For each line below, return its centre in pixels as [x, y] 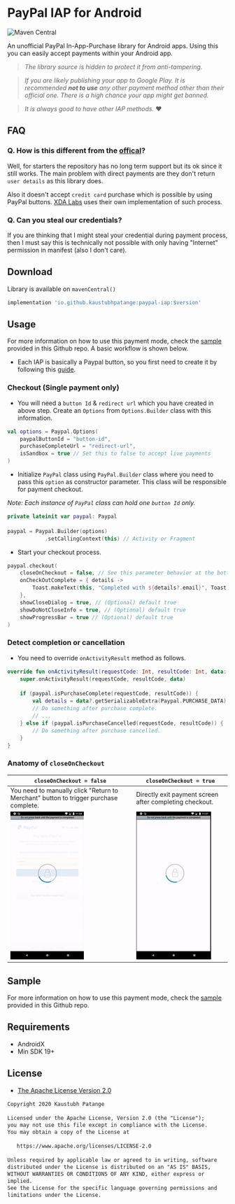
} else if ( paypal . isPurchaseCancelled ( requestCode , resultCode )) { [122, 723]
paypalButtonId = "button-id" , [65, 439]
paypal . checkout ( [33, 566]
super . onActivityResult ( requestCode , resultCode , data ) [103, 679]
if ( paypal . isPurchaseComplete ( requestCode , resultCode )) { [109, 694]
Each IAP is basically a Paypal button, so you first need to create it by [117, 362]
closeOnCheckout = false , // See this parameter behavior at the [117, 573]
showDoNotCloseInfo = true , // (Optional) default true [103, 610]
